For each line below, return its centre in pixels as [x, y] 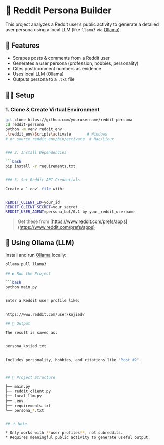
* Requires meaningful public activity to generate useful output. [78, 438]
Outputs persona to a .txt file [44, 79]
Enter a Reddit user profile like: [43, 301]
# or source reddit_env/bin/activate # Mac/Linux [60, 139]
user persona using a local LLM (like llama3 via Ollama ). [63, 29]
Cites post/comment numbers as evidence [57, 68]
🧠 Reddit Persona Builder [58, 10]
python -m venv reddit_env [34, 129]
